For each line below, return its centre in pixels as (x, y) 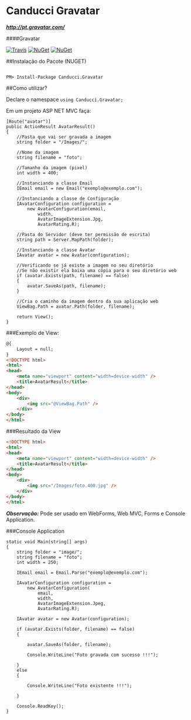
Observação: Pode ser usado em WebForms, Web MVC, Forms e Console (96, 513)
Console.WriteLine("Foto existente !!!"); (80, 685)
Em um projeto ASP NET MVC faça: (49, 110)
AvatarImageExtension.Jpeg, (72, 603)
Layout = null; (35, 349)
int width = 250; (38, 562)
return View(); (35, 317)
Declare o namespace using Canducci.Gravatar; (65, 99)
